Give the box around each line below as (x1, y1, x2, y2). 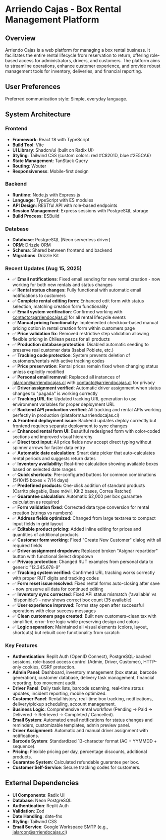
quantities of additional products (12, 532, 79, 538)
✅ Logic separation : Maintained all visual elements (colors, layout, (12, 624, 148, 630)
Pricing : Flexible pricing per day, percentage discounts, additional (12, 748, 147, 754)
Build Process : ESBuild (12, 213, 59, 219)
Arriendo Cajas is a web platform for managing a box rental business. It (5, 47, 150, 53)
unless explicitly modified (12, 369, 64, 375)
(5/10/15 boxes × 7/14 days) (12, 477, 69, 483)
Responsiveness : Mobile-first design (12, 168, 89, 174)
